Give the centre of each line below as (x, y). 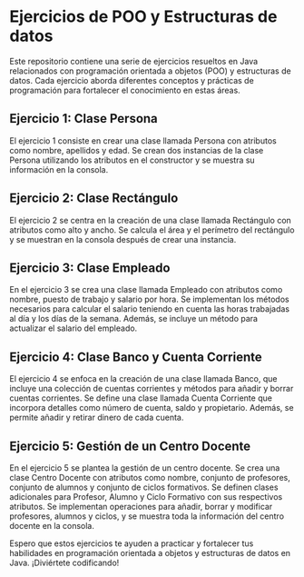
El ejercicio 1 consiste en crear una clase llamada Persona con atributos (143, 140)
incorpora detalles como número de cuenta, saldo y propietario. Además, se (152, 408)
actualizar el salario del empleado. (74, 328)
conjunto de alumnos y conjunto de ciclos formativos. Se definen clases (144, 487)
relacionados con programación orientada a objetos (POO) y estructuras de (151, 71)
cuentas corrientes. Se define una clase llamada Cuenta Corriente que (141, 398)
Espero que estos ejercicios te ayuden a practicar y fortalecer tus (132, 543)
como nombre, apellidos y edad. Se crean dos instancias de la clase (137, 150)
